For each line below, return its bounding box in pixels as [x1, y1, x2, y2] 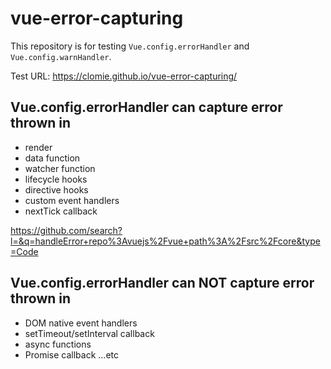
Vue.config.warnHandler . [10, 50, 112, 62]
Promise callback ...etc [24, 348, 119, 361]
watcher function [24, 162, 96, 174]
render [24, 141, 53, 153]
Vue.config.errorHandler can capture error [10, 99, 283, 116]
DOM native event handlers [24, 317, 138, 329]
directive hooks [24, 183, 89, 196]
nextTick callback [24, 205, 98, 217]
